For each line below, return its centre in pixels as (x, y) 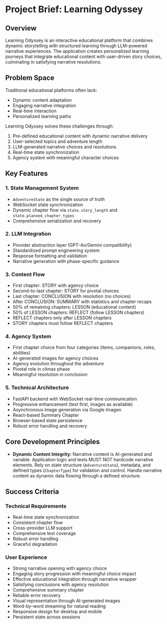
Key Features (27, 174)
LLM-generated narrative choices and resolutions (64, 146)
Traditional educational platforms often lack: (51, 90)
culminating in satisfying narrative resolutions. (53, 62)
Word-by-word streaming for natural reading (59, 606)
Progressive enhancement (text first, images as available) (73, 404)
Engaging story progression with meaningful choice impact (74, 574)
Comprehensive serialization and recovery (57, 221)
